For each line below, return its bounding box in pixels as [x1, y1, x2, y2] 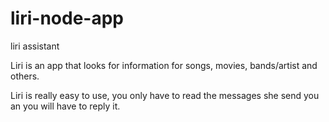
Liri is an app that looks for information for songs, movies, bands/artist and [10, 59, 318, 71]
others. [10, 70, 40, 82]
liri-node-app [10, 7, 124, 30]
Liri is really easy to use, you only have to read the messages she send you [10, 89, 320, 101]
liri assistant [10, 40, 60, 52]
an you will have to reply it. [10, 100, 121, 112]
